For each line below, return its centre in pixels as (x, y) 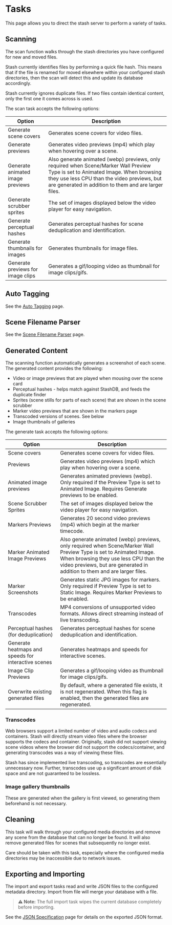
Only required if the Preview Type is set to (110, 483)
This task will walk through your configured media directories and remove (83, 832)
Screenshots (23, 593)
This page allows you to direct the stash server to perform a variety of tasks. (86, 23)
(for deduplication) (30, 635)
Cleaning (20, 820)
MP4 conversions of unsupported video (108, 607)
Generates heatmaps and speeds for (104, 650)
